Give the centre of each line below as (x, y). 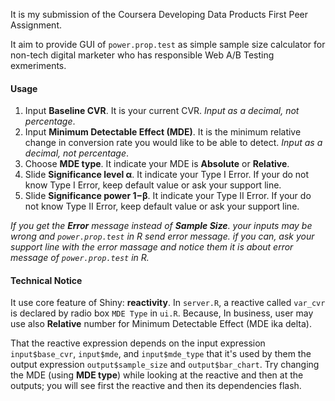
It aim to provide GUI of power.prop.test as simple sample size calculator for (168, 44)
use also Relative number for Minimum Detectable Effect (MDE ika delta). (161, 324)
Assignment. (36, 25)
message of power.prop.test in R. (80, 258)
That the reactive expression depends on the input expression (138, 343)
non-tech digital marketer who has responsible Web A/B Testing (142, 55)
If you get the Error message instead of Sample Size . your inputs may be (161, 226)
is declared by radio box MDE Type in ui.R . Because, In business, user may (162, 313)
